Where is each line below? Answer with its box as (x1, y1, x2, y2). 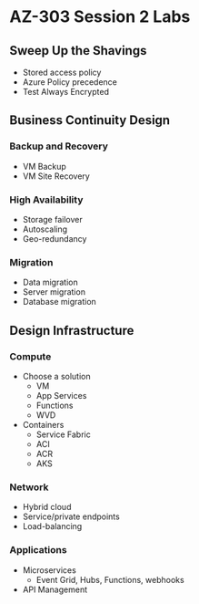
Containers (22, 419, 65, 430)
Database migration (22, 297, 97, 307)
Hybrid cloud (22, 502, 72, 513)
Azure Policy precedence (22, 77, 118, 88)
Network (9, 481, 49, 494)
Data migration (22, 276, 79, 288)
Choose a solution (22, 370, 91, 381)
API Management (22, 584, 88, 595)
